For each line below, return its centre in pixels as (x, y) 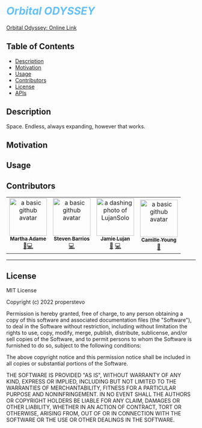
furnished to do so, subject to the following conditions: (74, 345)
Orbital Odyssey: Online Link (41, 28)
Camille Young (159, 240)
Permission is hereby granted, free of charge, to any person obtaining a (95, 313)
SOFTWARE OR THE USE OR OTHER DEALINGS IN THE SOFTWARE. (90, 420)
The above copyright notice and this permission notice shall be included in (98, 357)
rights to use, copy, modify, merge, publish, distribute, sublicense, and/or (97, 333)
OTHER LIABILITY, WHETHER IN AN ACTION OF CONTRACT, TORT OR (94, 407)
